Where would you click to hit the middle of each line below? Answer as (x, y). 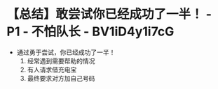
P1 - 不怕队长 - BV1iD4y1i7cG (90, 32)
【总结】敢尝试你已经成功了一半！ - (109, 14)
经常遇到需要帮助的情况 (61, 60)
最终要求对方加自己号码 (61, 78)
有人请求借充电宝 (52, 70)
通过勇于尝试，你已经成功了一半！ (66, 52)
